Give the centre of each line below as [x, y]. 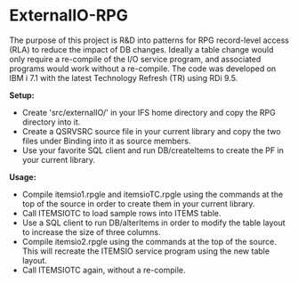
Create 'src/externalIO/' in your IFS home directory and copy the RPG [149, 112]
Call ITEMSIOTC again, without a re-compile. [104, 270]
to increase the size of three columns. [91, 231]
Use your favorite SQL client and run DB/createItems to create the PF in [153, 150]
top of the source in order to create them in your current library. [138, 203]
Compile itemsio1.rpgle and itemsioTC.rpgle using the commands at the [153, 194]
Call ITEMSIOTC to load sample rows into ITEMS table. [121, 213]
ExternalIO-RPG [69, 16]
